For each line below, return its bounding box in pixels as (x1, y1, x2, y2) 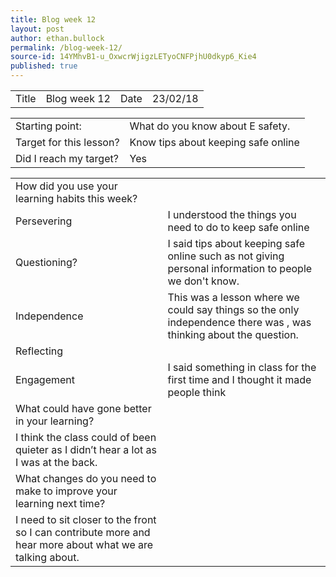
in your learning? (15, 414, 95, 428)
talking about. (15, 551, 80, 564)
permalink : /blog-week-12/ (10, 42, 123, 53)
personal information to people (167, 262, 313, 275)
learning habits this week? (15, 192, 138, 205)
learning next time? (15, 497, 106, 510)
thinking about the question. (167, 328, 299, 341)
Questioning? (15, 256, 78, 269)
